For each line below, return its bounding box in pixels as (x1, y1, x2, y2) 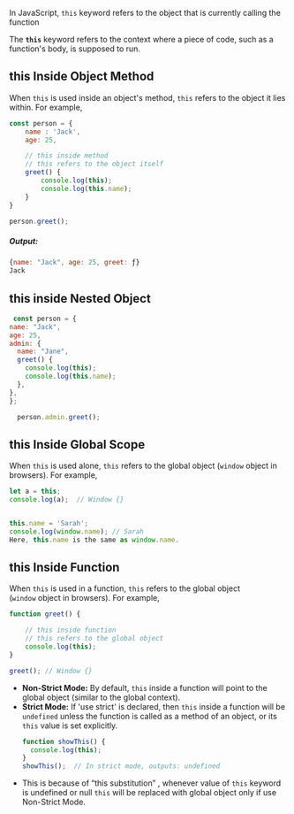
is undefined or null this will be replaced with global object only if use (21, 787, 276, 798)
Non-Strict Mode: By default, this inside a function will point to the (21, 682, 268, 693)
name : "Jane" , (17, 347, 69, 357)
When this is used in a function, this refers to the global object (9, 583, 241, 594)
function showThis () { (21, 737, 106, 746)
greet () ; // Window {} (9, 666, 93, 675)
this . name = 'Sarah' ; (9, 519, 89, 528)
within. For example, (9, 102, 83, 112)
